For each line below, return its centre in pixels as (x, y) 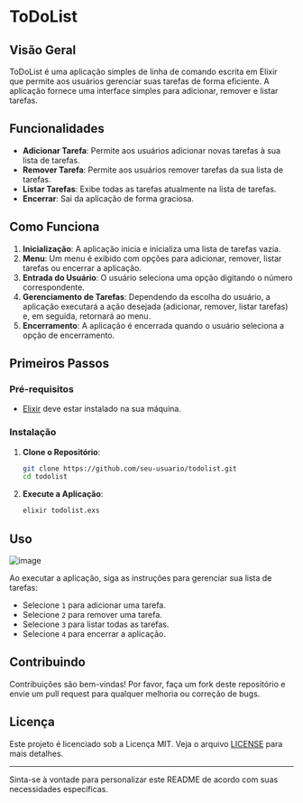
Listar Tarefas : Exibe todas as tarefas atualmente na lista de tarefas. (149, 189)
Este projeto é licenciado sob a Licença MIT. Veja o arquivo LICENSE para (146, 743)
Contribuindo (47, 663)
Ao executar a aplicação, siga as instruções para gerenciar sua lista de (141, 578)
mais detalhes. (37, 753)
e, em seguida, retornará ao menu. (87, 316)
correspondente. (54, 287)
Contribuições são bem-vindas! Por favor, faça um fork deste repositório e (147, 684)
